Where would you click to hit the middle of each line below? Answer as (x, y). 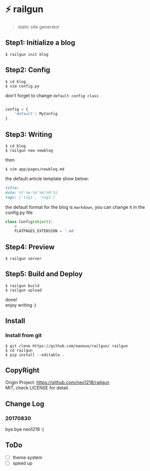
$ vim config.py (22, 86)
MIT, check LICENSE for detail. (37, 388)
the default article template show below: (47, 178)
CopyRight (22, 370)
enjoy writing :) (21, 305)
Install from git (24, 336)
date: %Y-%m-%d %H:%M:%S (31, 193)
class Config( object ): (29, 222)
